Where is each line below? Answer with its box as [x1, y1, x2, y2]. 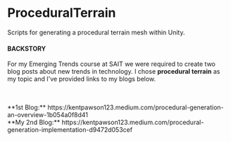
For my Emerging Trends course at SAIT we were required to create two [7, 60, 216, 68]
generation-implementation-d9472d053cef [7, 126, 132, 134]
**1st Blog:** [7, 103, 46, 112]
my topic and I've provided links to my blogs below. [7, 75, 156, 83]
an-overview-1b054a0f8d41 [7, 111, 89, 119]
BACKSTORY [7, 44, 46, 53]
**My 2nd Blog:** [7, 118, 61, 127]
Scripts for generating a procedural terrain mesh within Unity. [7, 28, 185, 36]
